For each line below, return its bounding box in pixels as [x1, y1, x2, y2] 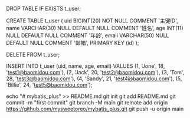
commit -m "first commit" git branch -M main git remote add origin [6, 99, 168, 106]
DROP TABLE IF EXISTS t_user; [6, 5, 81, 12]
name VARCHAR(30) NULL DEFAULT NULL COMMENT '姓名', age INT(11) [6, 25, 184, 31]
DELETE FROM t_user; [6, 51, 60, 58]
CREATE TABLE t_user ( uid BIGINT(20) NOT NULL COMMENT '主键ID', [6, 17, 178, 24]
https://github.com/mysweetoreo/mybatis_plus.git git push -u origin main [6, 106, 184, 112]
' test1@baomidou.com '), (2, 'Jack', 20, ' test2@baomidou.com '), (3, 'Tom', [6, 69, 185, 76]
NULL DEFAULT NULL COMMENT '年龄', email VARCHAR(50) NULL [6, 32, 169, 39]
